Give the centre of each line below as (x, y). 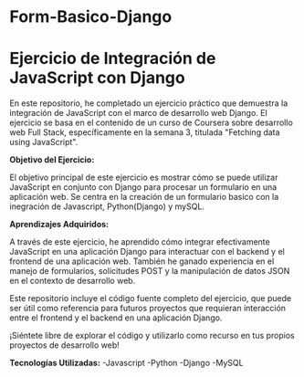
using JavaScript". (44, 142)
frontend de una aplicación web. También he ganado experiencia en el (142, 261)
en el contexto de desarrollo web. (73, 281)
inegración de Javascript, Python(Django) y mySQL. (107, 206)
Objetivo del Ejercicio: (52, 160)
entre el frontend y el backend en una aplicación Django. (116, 318)
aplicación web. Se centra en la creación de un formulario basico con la (144, 197)
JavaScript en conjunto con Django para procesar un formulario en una (143, 187)
